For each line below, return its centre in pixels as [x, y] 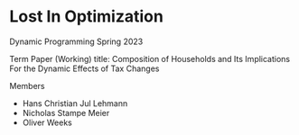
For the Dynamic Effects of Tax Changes [84, 68]
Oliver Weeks [47, 122]
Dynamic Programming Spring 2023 [76, 41]
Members [27, 85]
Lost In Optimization [87, 17]
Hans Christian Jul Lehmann [75, 103]
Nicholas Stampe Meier [66, 112]
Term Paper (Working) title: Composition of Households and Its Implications [150, 58]
